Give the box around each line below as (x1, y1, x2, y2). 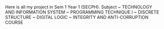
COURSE (5, 19, 23, 25)
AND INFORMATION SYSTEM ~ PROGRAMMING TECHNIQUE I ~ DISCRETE (5, 9, 160, 15)
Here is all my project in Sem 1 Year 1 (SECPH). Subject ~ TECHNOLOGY (5, 4, 153, 10)
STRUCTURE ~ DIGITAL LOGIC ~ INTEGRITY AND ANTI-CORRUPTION (5, 14, 149, 20)
